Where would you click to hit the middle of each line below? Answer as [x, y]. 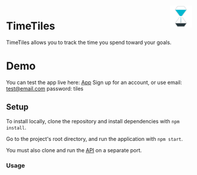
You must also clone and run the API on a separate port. [74, 150]
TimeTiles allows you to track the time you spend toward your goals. [89, 42]
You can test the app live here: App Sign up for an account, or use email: [94, 82]
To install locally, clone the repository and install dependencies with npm [93, 121]
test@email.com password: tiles [45, 88]
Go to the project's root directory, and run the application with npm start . [95, 139]
